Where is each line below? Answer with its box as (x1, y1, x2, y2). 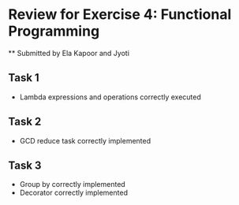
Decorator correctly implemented (19, 188, 129, 198)
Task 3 (8, 158, 42, 172)
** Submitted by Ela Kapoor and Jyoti (8, 48, 130, 58)
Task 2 (8, 115, 42, 129)
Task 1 (8, 71, 39, 84)
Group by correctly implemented (19, 180, 126, 189)
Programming (8, 22, 100, 40)
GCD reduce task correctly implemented (19, 136, 151, 145)
